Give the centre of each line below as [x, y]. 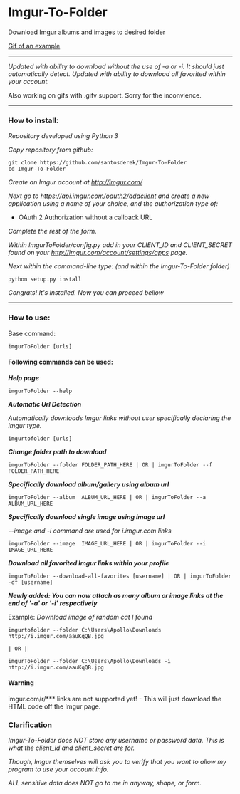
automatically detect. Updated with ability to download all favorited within [117, 74]
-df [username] [31, 582]
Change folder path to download [57, 451]
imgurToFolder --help [40, 391]
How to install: [33, 120]
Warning [21, 683]
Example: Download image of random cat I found [80, 617]
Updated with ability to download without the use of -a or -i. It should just [116, 66]
